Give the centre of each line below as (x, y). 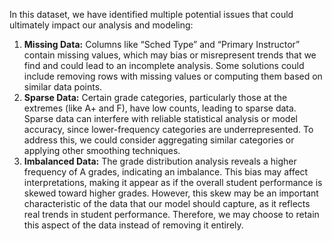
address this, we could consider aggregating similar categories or (159, 140)
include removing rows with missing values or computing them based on (173, 76)
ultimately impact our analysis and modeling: (101, 25)
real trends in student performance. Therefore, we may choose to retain (171, 214)
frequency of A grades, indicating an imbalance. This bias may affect (166, 172)
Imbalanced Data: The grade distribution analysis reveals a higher (160, 161)
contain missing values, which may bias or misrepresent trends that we (170, 55)
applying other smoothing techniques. (102, 150)
